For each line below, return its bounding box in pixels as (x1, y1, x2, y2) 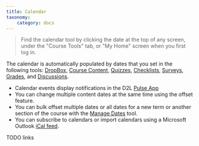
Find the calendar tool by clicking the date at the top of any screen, (20, 36, 186, 44)
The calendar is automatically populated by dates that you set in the (6, 60, 173, 67)
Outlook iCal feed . (14, 123, 60, 130)
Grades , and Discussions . (6, 73, 69, 80)
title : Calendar (6, 8, 46, 15)
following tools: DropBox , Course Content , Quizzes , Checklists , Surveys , (6, 67, 184, 74)
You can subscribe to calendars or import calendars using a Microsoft (14, 116, 186, 123)
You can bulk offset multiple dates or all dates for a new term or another (14, 104, 192, 111)
